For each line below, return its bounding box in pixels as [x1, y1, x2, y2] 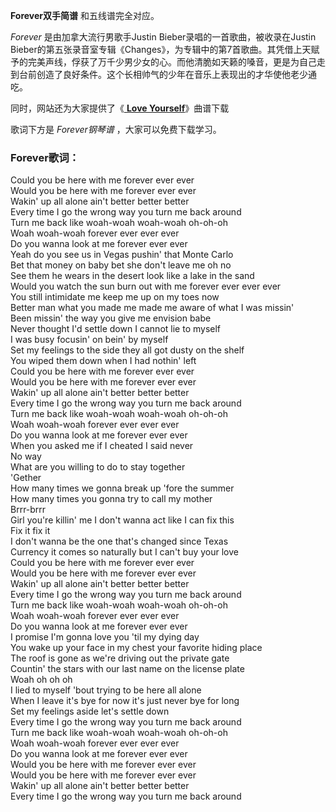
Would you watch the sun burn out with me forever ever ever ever [10, 280, 282, 293]
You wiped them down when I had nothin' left [10, 355, 197, 367]
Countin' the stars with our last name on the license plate [10, 663, 245, 675]
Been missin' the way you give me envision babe [10, 312, 212, 324]
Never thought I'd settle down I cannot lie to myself [10, 323, 222, 335]
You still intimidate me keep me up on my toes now [10, 291, 220, 303]
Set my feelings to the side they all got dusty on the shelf [10, 344, 245, 356]
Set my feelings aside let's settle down [10, 705, 170, 718]
